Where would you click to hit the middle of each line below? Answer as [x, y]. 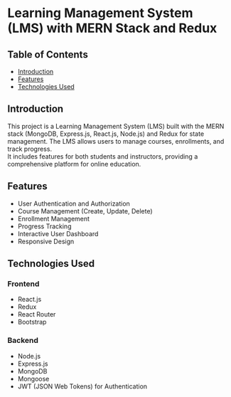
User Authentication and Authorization [74, 203]
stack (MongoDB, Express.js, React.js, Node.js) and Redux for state [106, 134]
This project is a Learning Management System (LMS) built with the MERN [116, 126]
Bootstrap [32, 322]
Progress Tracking [44, 226]
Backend [23, 341]
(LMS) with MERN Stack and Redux [112, 28]
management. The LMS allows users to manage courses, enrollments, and [116, 141]
